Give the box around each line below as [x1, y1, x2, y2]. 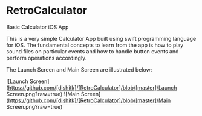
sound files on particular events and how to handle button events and [6, 47, 179, 55]
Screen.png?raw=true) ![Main [6, 90, 80, 97]
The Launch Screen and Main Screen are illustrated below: [6, 66, 152, 73]
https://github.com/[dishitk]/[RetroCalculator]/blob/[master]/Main [8, 97, 171, 104]
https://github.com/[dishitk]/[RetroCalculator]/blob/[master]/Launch [8, 84, 177, 91]
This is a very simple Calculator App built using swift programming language [6, 35, 197, 42]
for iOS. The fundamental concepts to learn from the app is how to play [6, 41, 184, 49]
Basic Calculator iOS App [6, 23, 69, 31]
